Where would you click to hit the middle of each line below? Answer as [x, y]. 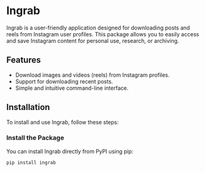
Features [24, 60]
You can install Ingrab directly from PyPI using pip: [70, 151]
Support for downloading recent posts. [64, 81]
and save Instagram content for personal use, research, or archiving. [93, 41]
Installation [28, 107]
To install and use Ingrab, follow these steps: [63, 122]
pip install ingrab [31, 162]
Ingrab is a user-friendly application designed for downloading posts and [98, 28]
